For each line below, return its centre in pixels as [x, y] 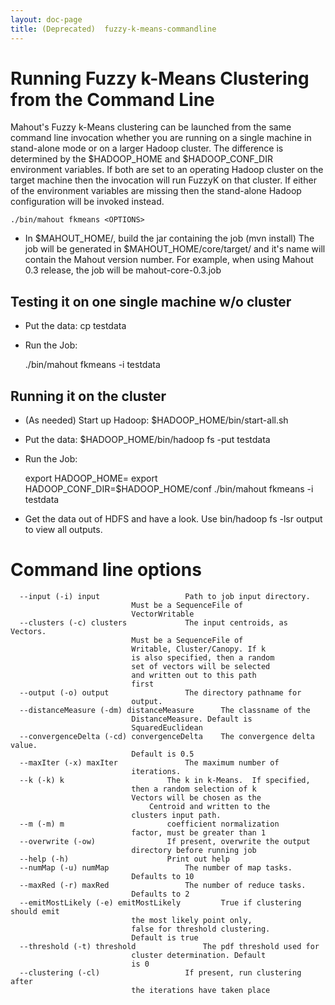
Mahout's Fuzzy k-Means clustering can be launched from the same [151, 127]
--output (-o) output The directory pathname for [160, 693]
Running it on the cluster [88, 396]
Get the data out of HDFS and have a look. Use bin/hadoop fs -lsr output [173, 519]
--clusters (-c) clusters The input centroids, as [153, 623]
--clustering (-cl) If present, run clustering [160, 973]
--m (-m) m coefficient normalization [149, 824]
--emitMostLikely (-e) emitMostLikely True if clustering [160, 903]
